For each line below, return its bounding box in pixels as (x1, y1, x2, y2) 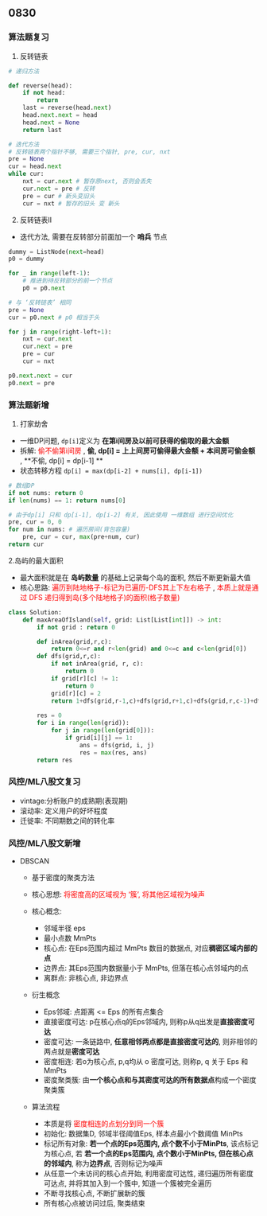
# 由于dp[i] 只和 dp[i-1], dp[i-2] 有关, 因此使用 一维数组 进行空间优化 (8, 511, 234, 519)
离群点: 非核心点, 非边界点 (43, 973, 129, 983)
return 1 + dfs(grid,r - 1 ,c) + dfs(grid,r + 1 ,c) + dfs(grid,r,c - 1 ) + (50, 696, 254, 705)
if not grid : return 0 (37, 623, 115, 631)
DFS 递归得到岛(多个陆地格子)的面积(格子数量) (29, 592, 180, 602)
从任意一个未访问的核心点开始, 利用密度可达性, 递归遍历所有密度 (43, 1169, 254, 1179)
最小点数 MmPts (43, 933, 97, 943)
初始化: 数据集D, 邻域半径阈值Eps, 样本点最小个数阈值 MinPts (43, 1129, 244, 1139)
